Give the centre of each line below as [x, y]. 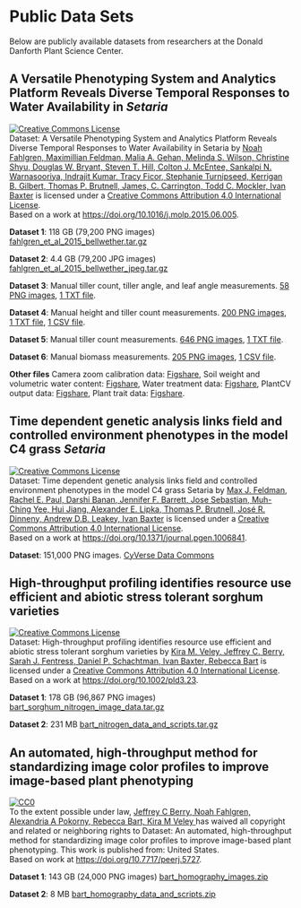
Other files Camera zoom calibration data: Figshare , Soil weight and [135, 374]
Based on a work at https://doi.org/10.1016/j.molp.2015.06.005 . [124, 214]
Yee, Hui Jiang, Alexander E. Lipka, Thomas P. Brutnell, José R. [149, 509]
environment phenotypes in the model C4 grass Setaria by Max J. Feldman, [148, 489]
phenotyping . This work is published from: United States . [114, 850]
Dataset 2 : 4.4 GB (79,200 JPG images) [83, 258]
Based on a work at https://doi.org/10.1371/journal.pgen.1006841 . [129, 537]
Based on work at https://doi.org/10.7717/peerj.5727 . [106, 860]
